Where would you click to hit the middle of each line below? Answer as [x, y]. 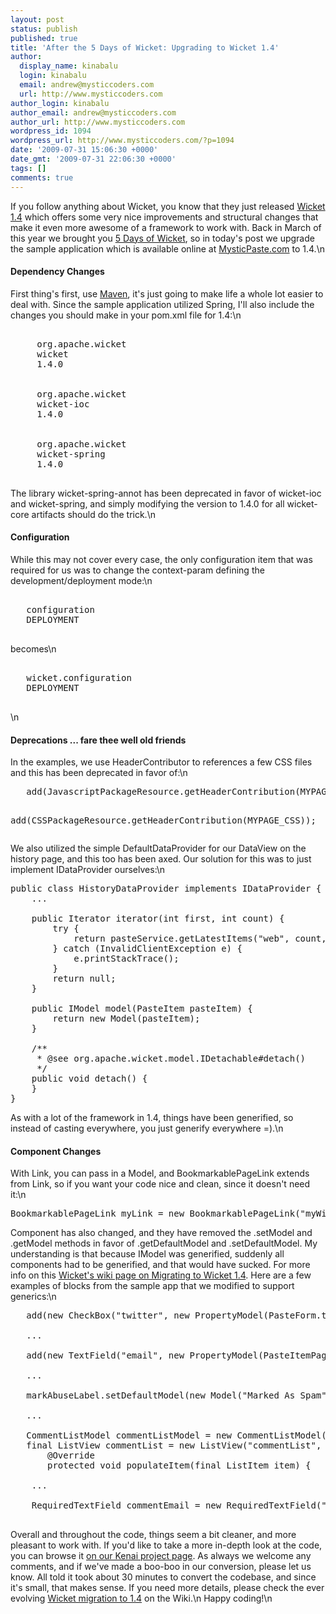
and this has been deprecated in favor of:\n [99, 773]
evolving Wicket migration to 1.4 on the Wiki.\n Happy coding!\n [141, 1598]
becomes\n [33, 648]
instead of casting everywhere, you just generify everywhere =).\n [147, 1128]
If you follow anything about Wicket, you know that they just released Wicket [168, 206]
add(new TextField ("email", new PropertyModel [142, 1355]
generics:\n [33, 1297]
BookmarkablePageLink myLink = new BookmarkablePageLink [153, 1214]
